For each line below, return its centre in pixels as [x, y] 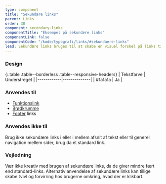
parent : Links [20, 19]
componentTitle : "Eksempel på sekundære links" [55, 33]
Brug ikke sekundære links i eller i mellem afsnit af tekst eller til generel [77, 137]
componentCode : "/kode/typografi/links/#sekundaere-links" [67, 42]
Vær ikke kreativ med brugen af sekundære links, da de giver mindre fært [80, 166]
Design [14, 64]
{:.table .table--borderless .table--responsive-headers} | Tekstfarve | [75, 74]
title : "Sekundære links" [32, 14]
